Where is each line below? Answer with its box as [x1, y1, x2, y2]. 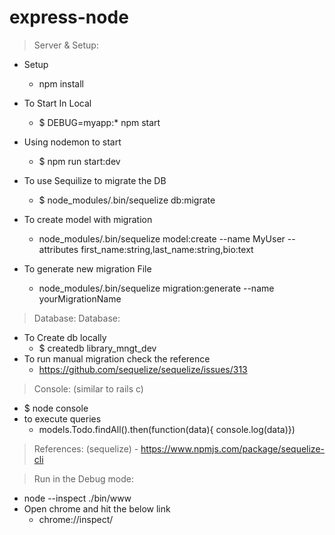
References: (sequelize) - [33, 442, 139, 455]
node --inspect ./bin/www [23, 492, 132, 504]
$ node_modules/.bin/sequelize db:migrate [38, 194, 216, 206]
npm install [38, 77, 84, 90]
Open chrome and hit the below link [23, 502, 171, 515]
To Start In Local [23, 97, 92, 109]
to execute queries [23, 412, 102, 425]
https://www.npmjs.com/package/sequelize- [140, 442, 325, 455]
